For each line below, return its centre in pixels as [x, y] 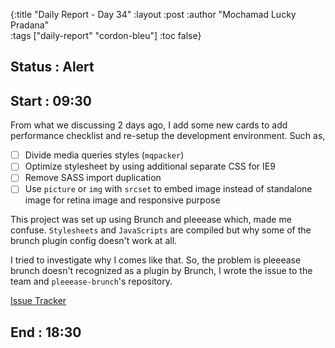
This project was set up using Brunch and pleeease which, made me [151, 220]
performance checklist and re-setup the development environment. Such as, [168, 136]
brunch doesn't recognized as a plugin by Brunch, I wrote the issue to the [161, 271]
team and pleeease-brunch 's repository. [91, 281]
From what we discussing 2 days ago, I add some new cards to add [149, 125]
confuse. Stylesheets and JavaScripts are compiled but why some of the [161, 230]
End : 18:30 [46, 332]
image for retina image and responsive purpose [122, 200]
